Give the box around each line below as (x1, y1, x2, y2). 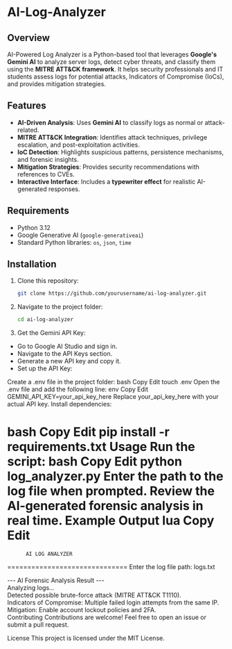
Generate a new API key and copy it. (17, 357, 121, 365)
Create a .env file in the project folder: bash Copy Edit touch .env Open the (7, 378, 220, 386)
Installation (7, 258, 57, 270)
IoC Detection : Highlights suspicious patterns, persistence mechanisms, (17, 147, 224, 156)
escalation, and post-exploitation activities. (17, 140, 140, 149)
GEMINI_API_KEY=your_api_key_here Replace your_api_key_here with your (7, 393, 220, 401)
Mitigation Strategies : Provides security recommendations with (17, 163, 199, 171)
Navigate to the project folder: (17, 303, 103, 311)
